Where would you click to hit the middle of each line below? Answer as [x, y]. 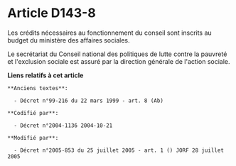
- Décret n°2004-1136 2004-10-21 [63, 126]
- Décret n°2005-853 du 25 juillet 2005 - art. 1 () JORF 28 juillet [119, 150]
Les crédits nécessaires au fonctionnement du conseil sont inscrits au [109, 33]
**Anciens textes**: [38, 88]
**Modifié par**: [33, 138]
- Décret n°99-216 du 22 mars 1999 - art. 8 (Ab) [88, 101]
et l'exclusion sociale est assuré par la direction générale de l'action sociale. [119, 61]
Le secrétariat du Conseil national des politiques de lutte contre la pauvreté [117, 54]
